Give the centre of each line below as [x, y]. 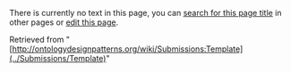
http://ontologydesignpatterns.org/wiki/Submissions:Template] [128, 49]
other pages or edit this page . [64, 22]
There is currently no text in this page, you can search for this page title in [145, 13]
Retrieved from [37, 40]
